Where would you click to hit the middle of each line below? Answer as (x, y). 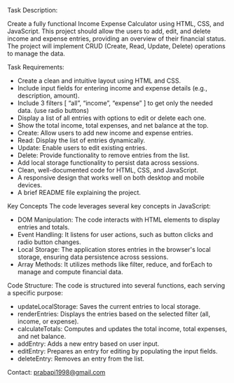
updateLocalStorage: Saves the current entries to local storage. (109, 307)
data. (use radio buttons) (53, 110)
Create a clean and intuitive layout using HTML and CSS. (99, 81)
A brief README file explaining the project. (79, 193)
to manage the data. (36, 53)
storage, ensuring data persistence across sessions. (93, 257)
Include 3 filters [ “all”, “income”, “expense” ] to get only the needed (115, 103)
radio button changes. (49, 242)
